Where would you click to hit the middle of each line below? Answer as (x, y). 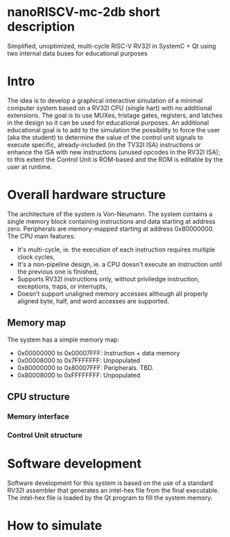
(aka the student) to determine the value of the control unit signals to (105, 137)
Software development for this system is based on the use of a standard (110, 483)
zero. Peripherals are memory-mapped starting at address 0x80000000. (111, 229)
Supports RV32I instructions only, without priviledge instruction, (108, 279)
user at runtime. (30, 166)
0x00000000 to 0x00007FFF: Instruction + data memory (98, 353)
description (41, 27)
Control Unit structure (45, 435)
